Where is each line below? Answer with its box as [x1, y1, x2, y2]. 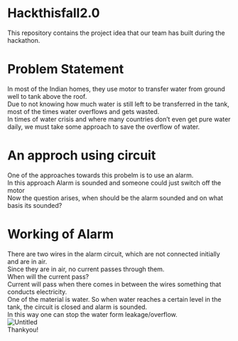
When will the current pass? [7, 272, 90, 280]
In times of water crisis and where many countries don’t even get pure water [7, 115, 231, 123]
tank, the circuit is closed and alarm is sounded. [7, 303, 148, 311]
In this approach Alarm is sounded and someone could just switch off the [7, 178, 222, 187]
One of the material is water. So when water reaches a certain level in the [7, 295, 222, 303]
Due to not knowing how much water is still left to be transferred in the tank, [7, 100, 229, 108]
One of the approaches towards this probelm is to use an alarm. [7, 171, 194, 179]
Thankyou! [7, 325, 39, 334]
